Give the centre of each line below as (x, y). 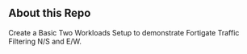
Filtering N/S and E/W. (45, 41)
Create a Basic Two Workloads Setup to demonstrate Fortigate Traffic (124, 32)
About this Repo (50, 13)
